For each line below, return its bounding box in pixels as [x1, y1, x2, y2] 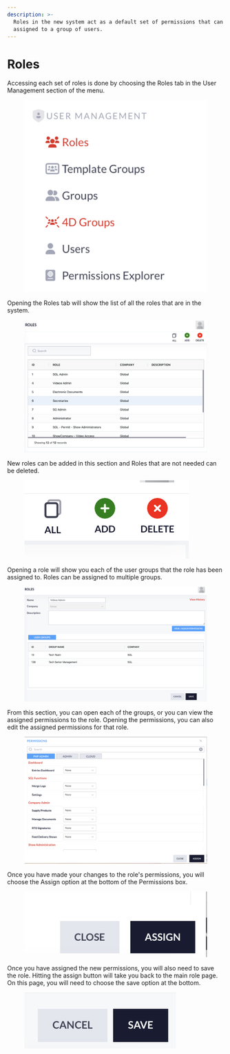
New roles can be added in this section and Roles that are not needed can [7, 459, 217, 468]
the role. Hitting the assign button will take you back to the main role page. [7, 971, 218, 980]
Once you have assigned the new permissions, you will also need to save [7, 964, 215, 973]
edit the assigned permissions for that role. [7, 723, 129, 731]
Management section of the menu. [7, 86, 105, 95]
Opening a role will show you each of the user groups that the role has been [7, 566, 222, 574]
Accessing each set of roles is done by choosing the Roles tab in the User [7, 79, 217, 88]
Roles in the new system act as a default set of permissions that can [13, 18, 224, 26]
